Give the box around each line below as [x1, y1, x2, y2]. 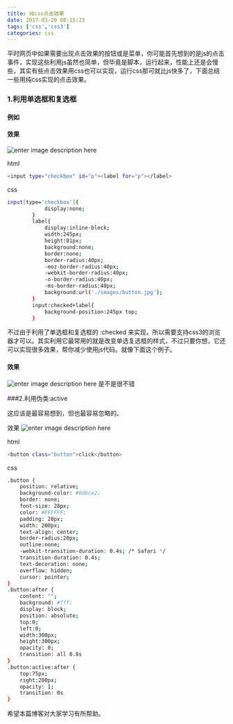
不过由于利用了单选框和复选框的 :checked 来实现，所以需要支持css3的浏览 [7, 328, 221, 336]
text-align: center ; [19, 528, 79, 535]
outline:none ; [19, 542, 60, 549]
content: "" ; [19, 593, 58, 600]
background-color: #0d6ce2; [19, 490, 101, 497]
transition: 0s [19, 689, 64, 697]
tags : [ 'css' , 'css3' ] [7, 23, 70, 30]
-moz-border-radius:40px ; [44, 263, 119, 270]
